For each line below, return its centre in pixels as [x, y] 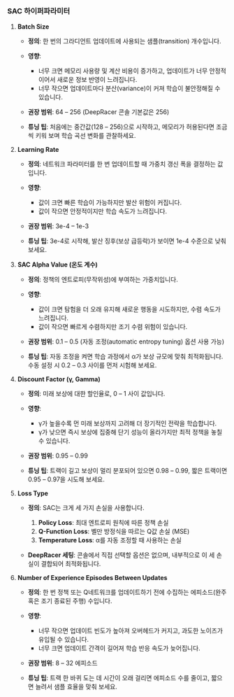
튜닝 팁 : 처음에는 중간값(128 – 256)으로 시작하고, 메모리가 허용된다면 [121, 127]
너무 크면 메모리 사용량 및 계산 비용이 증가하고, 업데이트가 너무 [123, 71]
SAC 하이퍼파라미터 [39, 10]
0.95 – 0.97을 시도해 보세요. [66, 479]
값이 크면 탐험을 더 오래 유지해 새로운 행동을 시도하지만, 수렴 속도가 [130, 309]
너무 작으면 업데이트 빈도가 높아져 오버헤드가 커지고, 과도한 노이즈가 [131, 631]
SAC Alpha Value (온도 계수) [57, 265]
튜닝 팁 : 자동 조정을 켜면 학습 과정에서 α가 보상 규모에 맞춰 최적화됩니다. [125, 357]
